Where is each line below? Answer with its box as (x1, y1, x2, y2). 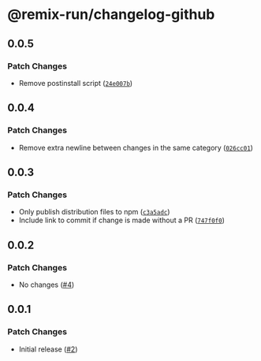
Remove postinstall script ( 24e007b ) (18, 78, 133, 87)
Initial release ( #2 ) (18, 344, 78, 354)
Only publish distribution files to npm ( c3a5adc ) (18, 207, 170, 217)
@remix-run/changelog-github (7, 6, 215, 24)
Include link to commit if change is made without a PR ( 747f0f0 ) (18, 215, 226, 225)
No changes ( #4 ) (18, 280, 75, 289)
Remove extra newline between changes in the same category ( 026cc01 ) (18, 143, 254, 152)
